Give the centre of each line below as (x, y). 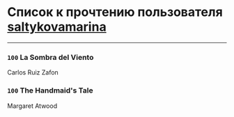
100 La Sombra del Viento (50, 57)
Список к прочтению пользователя (115, 12)
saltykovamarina (57, 27)
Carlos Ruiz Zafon (33, 72)
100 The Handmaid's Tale (50, 91)
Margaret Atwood (32, 106)
